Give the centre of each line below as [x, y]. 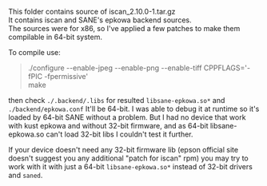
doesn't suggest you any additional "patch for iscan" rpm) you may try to [129, 158]
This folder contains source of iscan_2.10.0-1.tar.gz [92, 12]
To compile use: [35, 52]
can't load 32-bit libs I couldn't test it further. [120, 134]
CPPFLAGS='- [227, 68]
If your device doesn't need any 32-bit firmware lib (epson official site [123, 150]
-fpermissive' [66, 76]
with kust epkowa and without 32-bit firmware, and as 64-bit [109, 126]
